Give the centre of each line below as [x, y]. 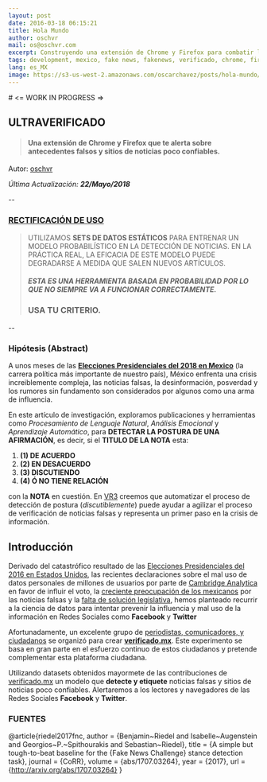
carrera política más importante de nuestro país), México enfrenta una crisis [133, 374]
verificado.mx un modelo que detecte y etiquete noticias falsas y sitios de [130, 681]
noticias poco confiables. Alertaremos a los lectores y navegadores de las [129, 690]
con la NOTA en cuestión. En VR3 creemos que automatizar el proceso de [129, 496]
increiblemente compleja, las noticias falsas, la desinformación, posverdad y [133, 383]
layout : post [30, 16]
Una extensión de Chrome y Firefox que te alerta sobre [120, 142]
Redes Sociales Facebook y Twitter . [68, 698]
